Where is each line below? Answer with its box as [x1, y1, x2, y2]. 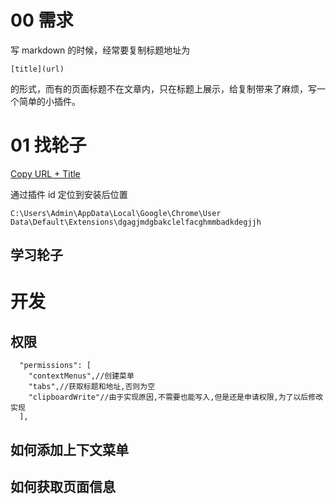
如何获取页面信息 [10, 479, 116, 496]
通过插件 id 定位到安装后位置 [10, 188, 128, 200]
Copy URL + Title [10, 167, 81, 180]
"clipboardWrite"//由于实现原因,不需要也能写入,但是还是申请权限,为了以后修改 [28, 392, 324, 403]
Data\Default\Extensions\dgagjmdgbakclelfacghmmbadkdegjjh [10, 217, 262, 227]
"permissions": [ [19, 361, 92, 371]
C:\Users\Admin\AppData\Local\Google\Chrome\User [10, 208, 222, 218]
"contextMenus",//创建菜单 [28, 371, 135, 381]
